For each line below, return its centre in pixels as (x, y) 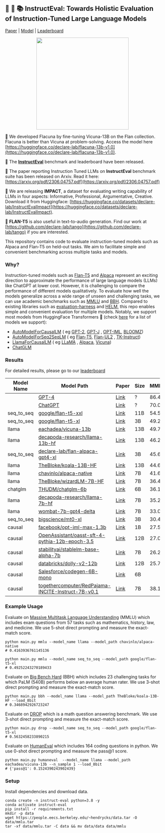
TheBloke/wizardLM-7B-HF (71, 482)
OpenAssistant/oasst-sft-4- (72, 536)
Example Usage (24, 607)
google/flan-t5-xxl (61, 413)
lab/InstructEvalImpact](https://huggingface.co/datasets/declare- (71, 207)
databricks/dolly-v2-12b (68, 564)
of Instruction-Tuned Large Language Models (76, 19)
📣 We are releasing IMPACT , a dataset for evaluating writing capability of (79, 191)
